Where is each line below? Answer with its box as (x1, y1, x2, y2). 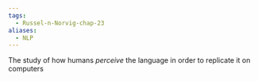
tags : (8, 11, 26, 20)
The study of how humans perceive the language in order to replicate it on (8, 56, 251, 65)
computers (8, 64, 44, 74)
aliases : (8, 26, 37, 34)
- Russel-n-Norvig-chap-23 (15, 19, 105, 27)
